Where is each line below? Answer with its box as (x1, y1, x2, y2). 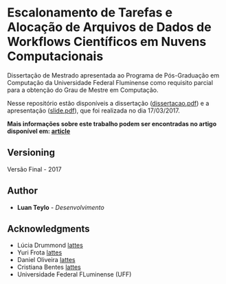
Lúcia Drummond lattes (16, 241, 84, 250)
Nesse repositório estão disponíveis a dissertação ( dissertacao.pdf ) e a (7, 99, 210, 107)
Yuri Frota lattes (16, 248, 63, 257)
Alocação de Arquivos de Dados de (7, 19, 212, 35)
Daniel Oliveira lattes (16, 256, 76, 264)
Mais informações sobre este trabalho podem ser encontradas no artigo (7, 119, 217, 128)
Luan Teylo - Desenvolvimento (16, 203, 104, 211)
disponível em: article (7, 127, 71, 135)
